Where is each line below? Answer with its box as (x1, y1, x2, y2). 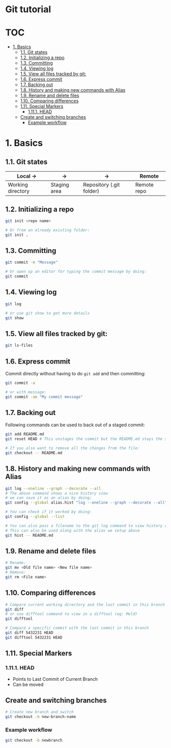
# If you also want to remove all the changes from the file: (5, 446, 140, 451)
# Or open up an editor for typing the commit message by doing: (5, 269, 147, 274)
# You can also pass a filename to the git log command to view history (5, 523, 163, 528)
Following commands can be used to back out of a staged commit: (5, 422, 145, 428)
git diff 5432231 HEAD (5, 630, 53, 635)
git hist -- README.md (5, 533, 53, 538)
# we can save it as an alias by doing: (5, 495, 93, 501)
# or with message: (5, 390, 47, 395)
